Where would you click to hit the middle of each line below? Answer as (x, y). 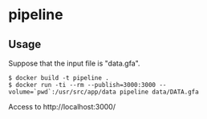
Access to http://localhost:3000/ (62, 107)
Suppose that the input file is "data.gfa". (74, 63)
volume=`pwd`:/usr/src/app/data (62, 92)
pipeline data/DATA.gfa (159, 92)
